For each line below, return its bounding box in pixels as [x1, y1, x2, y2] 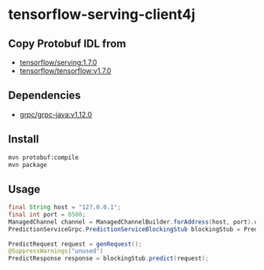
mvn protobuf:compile [8, 153, 79, 161]
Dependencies [8, 89, 81, 102]
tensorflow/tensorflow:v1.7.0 [19, 66, 112, 76]
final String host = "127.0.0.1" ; [8, 203, 122, 212]
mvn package [8, 161, 47, 168]
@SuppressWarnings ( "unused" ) [8, 247, 104, 255]
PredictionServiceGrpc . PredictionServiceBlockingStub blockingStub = [8, 225, 241, 233]
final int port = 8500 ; [8, 211, 86, 219]
